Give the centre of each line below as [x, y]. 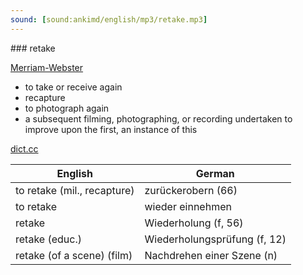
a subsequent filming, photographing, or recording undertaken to [158, 118]
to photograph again [67, 108]
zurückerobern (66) [191, 190]
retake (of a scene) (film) [74, 255]
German [215, 173]
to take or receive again [73, 87]
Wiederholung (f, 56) [194, 223]
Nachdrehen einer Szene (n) [211, 255]
